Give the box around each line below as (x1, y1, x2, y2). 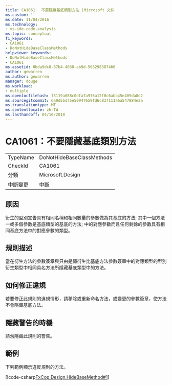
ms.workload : (5, 83, 33, 88)
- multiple (5, 88, 29, 94)
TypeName (8, 154, 34, 161)
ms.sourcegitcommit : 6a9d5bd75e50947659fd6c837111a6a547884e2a (5, 98, 143, 103)
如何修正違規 (5, 281, 46, 289)
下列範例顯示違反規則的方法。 (5, 364, 68, 370)
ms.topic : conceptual (5, 31, 52, 36)
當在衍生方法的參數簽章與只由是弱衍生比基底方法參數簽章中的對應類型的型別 (5, 258, 167, 264)
